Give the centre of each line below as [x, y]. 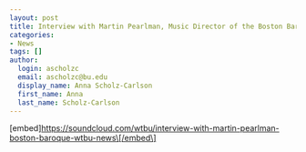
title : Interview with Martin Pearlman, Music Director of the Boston [146, 26]
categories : [32, 35]
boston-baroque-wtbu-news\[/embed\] [83, 138]
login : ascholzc [48, 69]
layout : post [34, 18]
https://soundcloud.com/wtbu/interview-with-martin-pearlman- [160, 128]
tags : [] [26, 52]
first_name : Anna [51, 94]
